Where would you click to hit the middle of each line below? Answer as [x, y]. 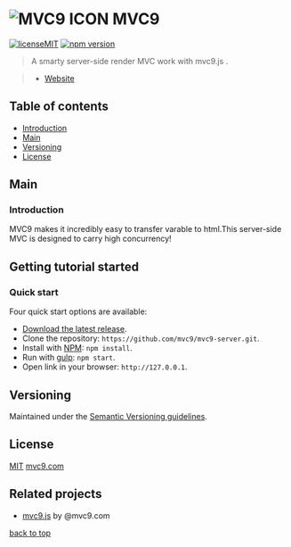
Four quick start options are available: [78, 311]
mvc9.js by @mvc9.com [66, 515]
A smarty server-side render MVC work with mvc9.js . [129, 61]
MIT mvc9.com [37, 466]
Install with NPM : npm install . [77, 348]
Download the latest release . [74, 329]
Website [59, 78]
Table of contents [59, 107]
